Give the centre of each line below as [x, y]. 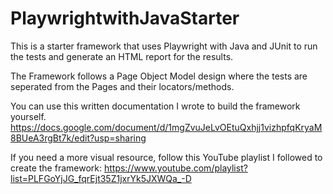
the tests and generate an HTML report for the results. [122, 56]
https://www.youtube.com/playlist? [175, 168]
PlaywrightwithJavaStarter [125, 18]
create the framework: [56, 168]
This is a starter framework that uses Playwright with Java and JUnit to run [164, 46]
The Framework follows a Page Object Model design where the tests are [159, 76]
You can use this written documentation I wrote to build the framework [155, 106]
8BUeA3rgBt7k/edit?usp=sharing [78, 138]
